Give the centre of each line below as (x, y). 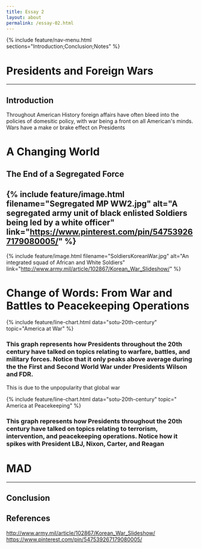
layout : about (24, 17)
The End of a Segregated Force (65, 174)
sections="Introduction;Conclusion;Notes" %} (63, 46)
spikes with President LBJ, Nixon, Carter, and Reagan (85, 444)
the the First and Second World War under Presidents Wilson (97, 367)
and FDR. (20, 375)
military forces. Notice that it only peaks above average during (99, 360)
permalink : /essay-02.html (40, 23)
